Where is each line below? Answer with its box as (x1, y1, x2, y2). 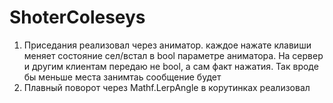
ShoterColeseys (9, 6, 146, 29)
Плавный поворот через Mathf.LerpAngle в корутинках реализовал (23, 81, 311, 93)
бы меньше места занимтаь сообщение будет (23, 71, 222, 83)
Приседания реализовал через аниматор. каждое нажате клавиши (23, 39, 312, 51)
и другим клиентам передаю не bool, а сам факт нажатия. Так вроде (23, 60, 319, 72)
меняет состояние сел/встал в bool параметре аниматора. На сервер (23, 49, 324, 61)
